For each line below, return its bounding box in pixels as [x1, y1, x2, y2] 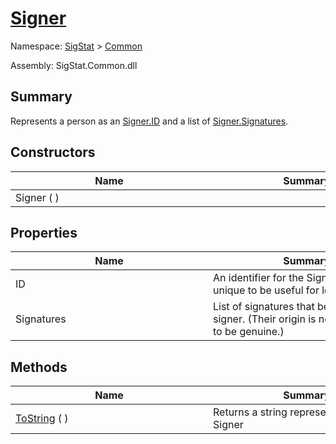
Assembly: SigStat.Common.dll [10, 59, 138, 71]
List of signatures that [213, 300, 315, 314]
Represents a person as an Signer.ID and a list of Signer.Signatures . [10, 115, 289, 127]
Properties [10, 224, 78, 241]
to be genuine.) [213, 325, 285, 339]
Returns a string [213, 405, 288, 419]
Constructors [10, 144, 96, 161]
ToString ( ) [15, 412, 69, 426]
